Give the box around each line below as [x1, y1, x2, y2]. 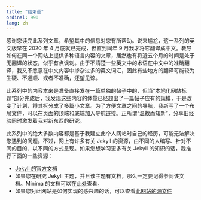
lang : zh [6, 20, 28, 26]
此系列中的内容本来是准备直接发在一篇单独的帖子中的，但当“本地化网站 [6, 87, 182, 95]
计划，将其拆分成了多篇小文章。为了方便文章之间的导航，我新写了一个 [16, 102, 190, 110]
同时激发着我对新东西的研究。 [11, 117, 85, 125]
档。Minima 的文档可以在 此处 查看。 [14, 180, 103, 187]
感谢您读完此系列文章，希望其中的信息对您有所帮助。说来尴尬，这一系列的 [6, 37, 190, 44]
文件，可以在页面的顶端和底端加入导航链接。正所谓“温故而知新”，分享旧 [11, 110, 190, 117]
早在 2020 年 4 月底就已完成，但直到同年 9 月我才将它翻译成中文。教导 [16, 44, 193, 51]
